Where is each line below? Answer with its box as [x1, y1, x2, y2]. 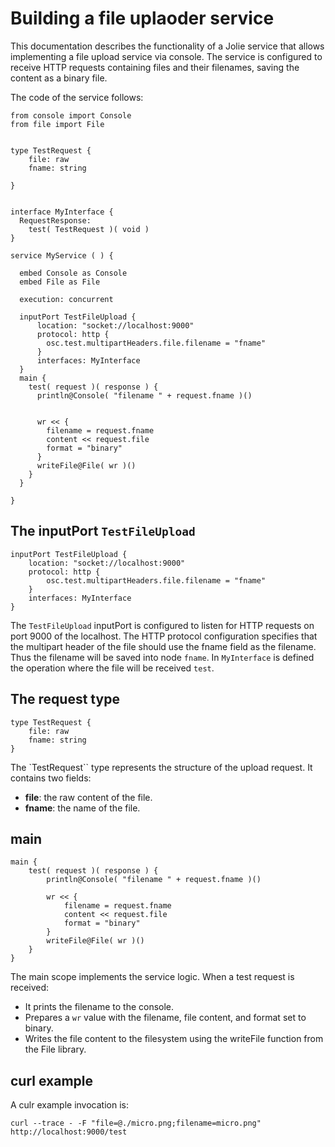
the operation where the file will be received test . [10, 662, 215, 674]
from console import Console [10, 110, 132, 121]
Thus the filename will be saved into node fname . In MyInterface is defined [10, 651, 315, 663]
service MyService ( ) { [10, 250, 114, 261]
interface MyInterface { [10, 207, 114, 217]
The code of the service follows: [10, 91, 144, 103]
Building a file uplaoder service [10, 7, 275, 30]
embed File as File [19, 277, 101, 287]
